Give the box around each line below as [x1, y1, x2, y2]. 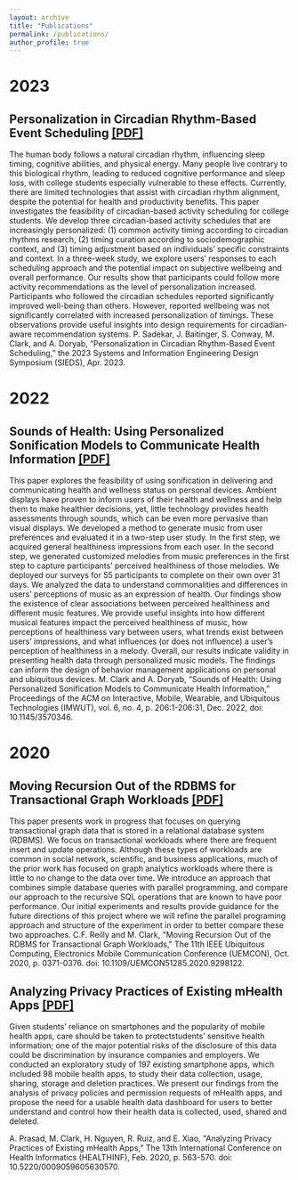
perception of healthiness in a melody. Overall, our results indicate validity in [9, 646, 289, 656]
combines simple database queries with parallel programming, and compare [9, 883, 288, 893]
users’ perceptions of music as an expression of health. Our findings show [9, 589, 282, 599]
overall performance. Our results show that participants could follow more [9, 273, 280, 283]
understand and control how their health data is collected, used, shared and [9, 1106, 287, 1118]
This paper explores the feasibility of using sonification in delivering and [9, 476, 274, 486]
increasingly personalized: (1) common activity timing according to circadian [9, 224, 289, 236]
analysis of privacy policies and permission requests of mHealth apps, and [9, 1087, 283, 1098]
